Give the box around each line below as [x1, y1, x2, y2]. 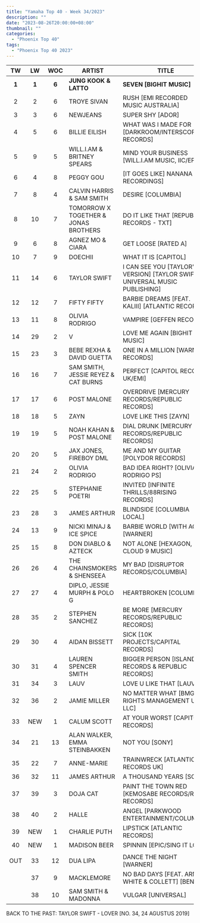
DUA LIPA [68, 856, 96, 865]
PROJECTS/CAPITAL [123, 638, 181, 646]
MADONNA [68, 894, 101, 903]
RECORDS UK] [123, 763, 164, 771]
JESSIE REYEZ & [68, 370, 115, 379]
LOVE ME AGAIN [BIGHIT [123, 329, 192, 337]
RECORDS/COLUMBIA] [123, 567, 187, 576]
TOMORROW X [68, 204, 111, 212]
